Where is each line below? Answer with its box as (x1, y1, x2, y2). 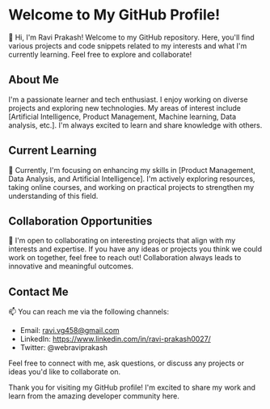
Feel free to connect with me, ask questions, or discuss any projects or (8, 358, 245, 369)
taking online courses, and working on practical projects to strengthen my (8, 182, 255, 192)
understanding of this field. (8, 191, 99, 200)
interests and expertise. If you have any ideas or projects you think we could (8, 244, 263, 254)
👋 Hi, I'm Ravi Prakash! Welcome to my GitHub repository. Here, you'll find (8, 32, 255, 42)
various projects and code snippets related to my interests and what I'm (8, 40, 247, 50)
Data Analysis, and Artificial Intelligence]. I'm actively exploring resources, (8, 174, 255, 183)
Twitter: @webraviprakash (19, 343, 108, 352)
